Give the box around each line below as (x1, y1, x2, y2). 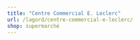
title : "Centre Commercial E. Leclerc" (7, 9, 121, 17)
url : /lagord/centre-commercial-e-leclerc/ (7, 16, 134, 23)
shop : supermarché (7, 22, 60, 29)
